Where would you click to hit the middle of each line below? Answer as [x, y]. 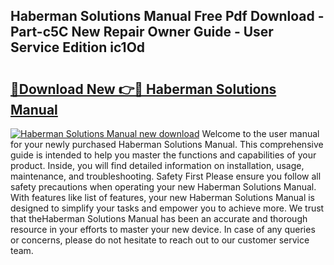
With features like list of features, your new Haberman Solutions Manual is [163, 197]
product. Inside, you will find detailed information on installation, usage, [157, 165]
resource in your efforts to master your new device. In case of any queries [163, 229]
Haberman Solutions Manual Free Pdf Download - [167, 16]
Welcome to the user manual [260, 133]
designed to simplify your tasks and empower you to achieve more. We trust [167, 208]
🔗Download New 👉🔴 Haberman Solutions [143, 89]
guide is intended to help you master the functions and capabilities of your [163, 155]
